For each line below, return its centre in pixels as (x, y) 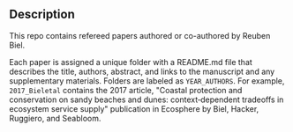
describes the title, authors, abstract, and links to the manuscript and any (142, 71)
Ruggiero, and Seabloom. (55, 118)
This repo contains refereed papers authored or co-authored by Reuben (140, 35)
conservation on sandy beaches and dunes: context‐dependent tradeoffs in (146, 99)
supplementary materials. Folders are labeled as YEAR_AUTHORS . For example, (147, 81)
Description (42, 15)
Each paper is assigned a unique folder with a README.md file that (131, 62)
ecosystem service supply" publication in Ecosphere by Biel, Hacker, (134, 108)
